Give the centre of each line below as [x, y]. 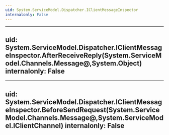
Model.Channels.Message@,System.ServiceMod [84, 118]
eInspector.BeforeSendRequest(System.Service [82, 110]
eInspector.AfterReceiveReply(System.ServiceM [83, 55]
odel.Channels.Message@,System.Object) [74, 63]
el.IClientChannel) [34, 126]
